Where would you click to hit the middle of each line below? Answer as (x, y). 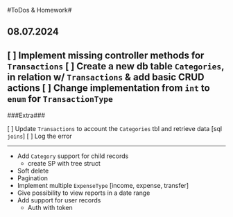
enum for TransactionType (60, 99)
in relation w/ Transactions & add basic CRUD (106, 77)
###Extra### (26, 115)
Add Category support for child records (73, 156)
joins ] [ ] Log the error (40, 136)
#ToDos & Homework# (40, 10)
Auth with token (50, 208)
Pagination (33, 178)
